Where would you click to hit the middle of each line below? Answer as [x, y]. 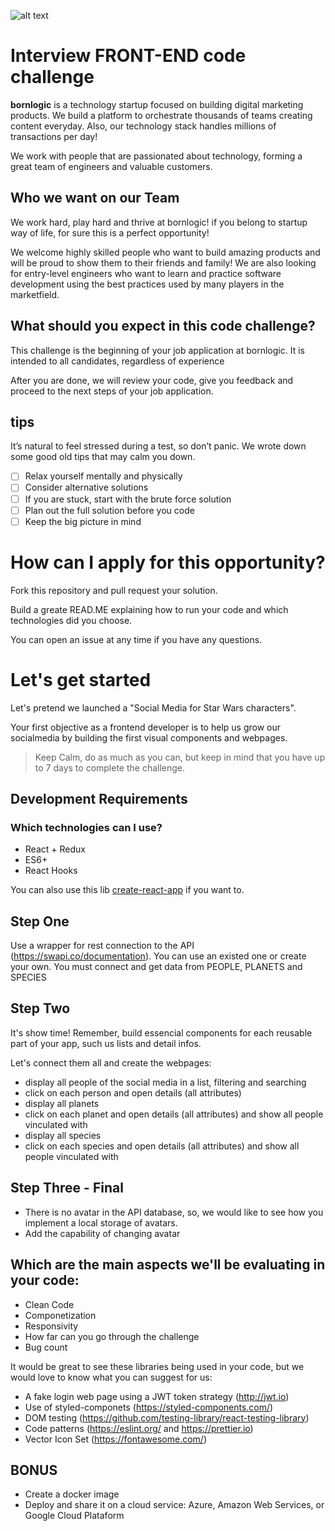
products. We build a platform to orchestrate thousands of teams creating [161, 115]
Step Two [40, 1008]
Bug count [46, 1347]
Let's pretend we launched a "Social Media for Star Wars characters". [153, 707]
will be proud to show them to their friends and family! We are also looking [163, 262]
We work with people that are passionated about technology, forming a [156, 156]
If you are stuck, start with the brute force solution [128, 499]
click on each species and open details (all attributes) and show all [162, 1146]
